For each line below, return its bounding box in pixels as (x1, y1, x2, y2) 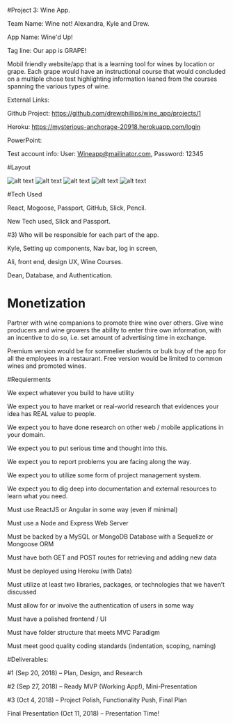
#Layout (7, 163, 31, 171)
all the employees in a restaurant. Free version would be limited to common (7, 354, 223, 362)
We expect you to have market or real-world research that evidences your (7, 402, 219, 410)
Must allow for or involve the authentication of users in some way (7, 601, 195, 609)
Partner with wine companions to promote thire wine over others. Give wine (7, 318, 224, 327)
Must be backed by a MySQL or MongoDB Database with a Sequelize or (7, 532, 214, 541)
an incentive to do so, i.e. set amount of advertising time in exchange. (7, 333, 207, 341)
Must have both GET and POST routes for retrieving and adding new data (7, 553, 217, 562)
